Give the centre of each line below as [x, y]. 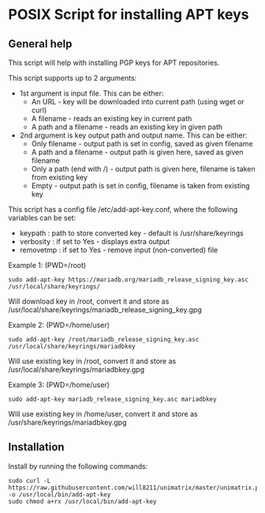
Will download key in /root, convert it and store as [89, 301]
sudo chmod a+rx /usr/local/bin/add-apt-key [82, 501]
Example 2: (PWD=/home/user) [59, 325]
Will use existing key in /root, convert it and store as [92, 361]
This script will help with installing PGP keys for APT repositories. [114, 62]
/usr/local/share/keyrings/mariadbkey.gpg [76, 370]
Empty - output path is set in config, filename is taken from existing [140, 186]
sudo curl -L [30, 481]
